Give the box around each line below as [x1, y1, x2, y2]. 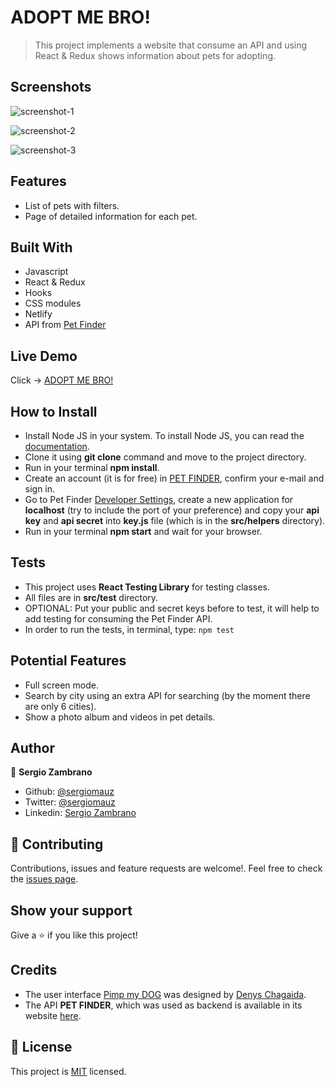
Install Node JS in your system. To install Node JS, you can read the [24, 430, 305, 441]
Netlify [24, 308, 53, 320]
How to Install [10, 403, 98, 420]
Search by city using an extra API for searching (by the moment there [24, 689, 311, 701]
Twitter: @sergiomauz [24, 796, 116, 808]
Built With [10, 239, 73, 256]
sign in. [24, 483, 56, 495]
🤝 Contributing [10, 836, 104, 853]
